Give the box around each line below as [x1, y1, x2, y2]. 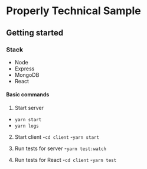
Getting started [6, 28, 64, 38]
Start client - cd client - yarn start [14, 134, 99, 141]
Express [14, 65, 35, 72]
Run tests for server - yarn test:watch [14, 145, 107, 152]
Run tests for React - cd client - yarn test [14, 157, 117, 164]
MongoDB [14, 71, 40, 78]
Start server [14, 105, 44, 112]
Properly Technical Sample [6, 4, 141, 18]
